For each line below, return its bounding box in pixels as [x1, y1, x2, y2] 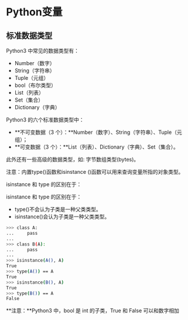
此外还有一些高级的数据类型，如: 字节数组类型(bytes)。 [6, 156, 139, 163]
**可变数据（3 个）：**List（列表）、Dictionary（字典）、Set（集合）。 [14, 143, 179, 150]
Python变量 [6, 5, 63, 19]
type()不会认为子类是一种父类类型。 [14, 206, 101, 213]
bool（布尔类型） [14, 82, 57, 89]
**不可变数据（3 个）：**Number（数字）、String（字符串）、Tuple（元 [14, 129, 183, 136]
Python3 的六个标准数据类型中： [6, 116, 85, 123]
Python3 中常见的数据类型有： [6, 48, 80, 54]
